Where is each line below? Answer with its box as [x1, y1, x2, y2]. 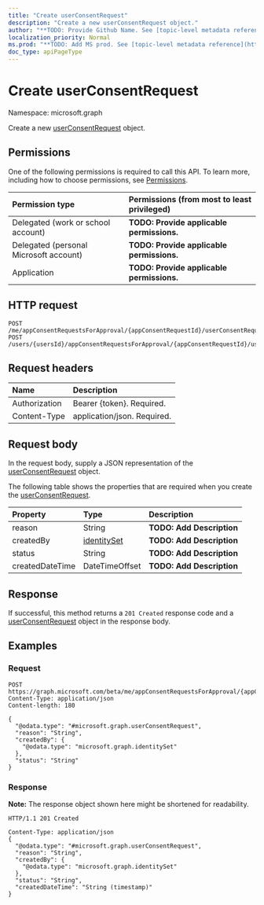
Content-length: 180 [8, 701, 76, 709]
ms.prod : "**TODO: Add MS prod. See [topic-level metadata [8, 41, 206, 49]
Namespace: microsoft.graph [8, 108, 103, 117]
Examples [8, 639, 57, 653]
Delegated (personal [12, 239, 88, 250]
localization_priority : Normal [8, 33, 111, 42]
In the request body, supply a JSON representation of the [8, 458, 194, 468]
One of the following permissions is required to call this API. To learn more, [8, 167, 251, 176]
